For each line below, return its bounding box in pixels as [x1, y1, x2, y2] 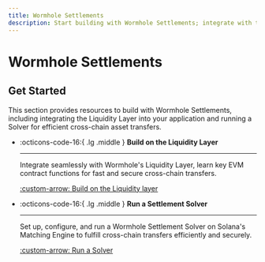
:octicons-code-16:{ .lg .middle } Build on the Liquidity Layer [19, 137, 218, 147]
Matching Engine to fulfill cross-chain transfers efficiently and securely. [19, 230, 252, 239]
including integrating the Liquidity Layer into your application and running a [8, 114, 252, 123]
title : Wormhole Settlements [8, 11, 104, 20]
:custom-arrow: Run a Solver [19, 245, 114, 255]
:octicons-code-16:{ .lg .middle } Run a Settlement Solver [19, 199, 208, 208]
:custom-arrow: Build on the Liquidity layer [19, 183, 159, 193]
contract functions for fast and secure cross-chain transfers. [19, 168, 217, 178]
